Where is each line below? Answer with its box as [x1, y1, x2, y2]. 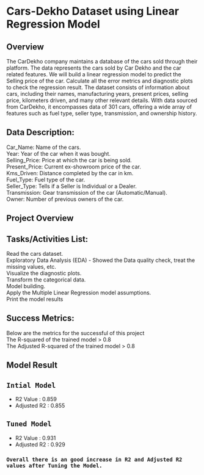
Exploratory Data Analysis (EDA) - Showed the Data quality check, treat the [6, 256, 195, 264]
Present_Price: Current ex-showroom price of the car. [6, 163, 142, 170]
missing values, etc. [6, 263, 57, 270]
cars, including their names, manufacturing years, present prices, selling [6, 90, 189, 97]
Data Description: [6, 127, 75, 138]
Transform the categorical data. [6, 276, 86, 283]
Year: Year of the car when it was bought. [6, 150, 111, 157]
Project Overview [6, 213, 74, 223]
